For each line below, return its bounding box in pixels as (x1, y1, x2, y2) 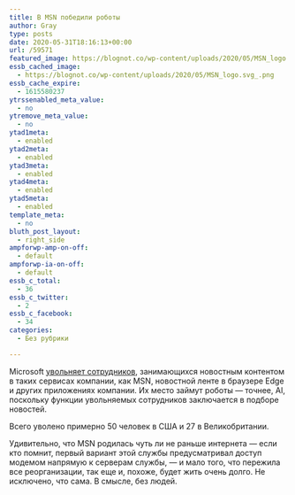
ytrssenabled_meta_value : (9, 95, 104, 104)
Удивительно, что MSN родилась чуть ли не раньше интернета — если (9, 437, 278, 448)
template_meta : (9, 210, 65, 220)
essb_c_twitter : (9, 293, 69, 302)
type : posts (9, 29, 53, 38)
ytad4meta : (9, 178, 49, 187)
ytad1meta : (9, 128, 49, 137)
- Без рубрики (17, 334, 69, 343)
